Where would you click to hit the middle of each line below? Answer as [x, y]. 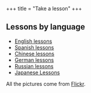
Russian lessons [34, 66]
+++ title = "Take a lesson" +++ [44, 9]
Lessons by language [46, 27]
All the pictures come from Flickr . [46, 84]
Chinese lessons [34, 54]
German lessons [34, 60]
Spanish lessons [34, 47]
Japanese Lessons [37, 72]
